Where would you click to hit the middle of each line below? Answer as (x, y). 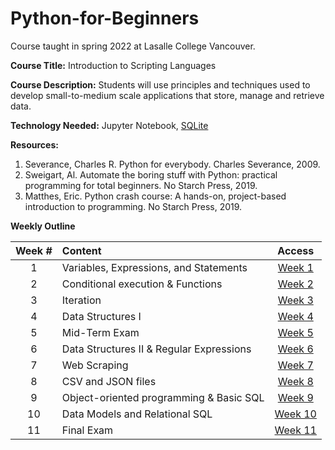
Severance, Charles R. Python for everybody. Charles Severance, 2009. (172, 164)
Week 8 (295, 381)
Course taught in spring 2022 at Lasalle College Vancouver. (133, 46)
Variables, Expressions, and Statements (154, 267)
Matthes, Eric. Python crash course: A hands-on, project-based (155, 196)
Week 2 (295, 284)
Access (296, 250)
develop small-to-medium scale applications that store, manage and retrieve (167, 95)
